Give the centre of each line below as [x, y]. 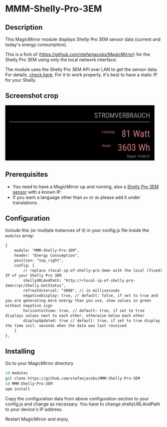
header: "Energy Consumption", [47, 256]
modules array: [20, 236]
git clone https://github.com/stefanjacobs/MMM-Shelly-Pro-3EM [73, 379]
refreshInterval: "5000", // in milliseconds [72, 291]
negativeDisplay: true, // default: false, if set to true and [91, 296]
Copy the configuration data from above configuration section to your [77, 398]
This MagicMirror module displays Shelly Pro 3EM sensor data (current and [83, 39]
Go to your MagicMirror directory [39, 363]
